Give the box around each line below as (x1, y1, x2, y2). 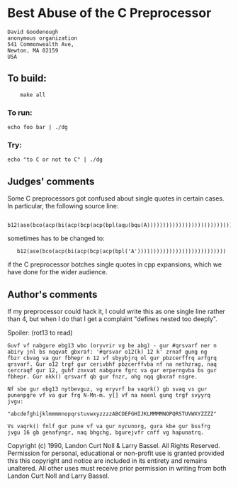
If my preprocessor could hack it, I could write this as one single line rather (7, 307, 225, 315)
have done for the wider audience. (7, 268, 108, 276)
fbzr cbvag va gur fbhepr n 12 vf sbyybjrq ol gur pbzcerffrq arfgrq (7, 354, 217, 362)
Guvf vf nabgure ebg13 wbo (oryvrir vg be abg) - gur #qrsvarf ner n (7, 342, 217, 349)
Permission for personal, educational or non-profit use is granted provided (7, 449, 225, 457)
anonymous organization (7, 34, 78, 42)
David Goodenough (7, 28, 59, 35)
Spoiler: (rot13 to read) (7, 328, 73, 337)
